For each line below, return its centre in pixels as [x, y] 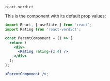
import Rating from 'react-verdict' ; [43, 29]
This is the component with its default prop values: [55, 16]
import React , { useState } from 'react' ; [48, 25]
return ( [18, 43]
